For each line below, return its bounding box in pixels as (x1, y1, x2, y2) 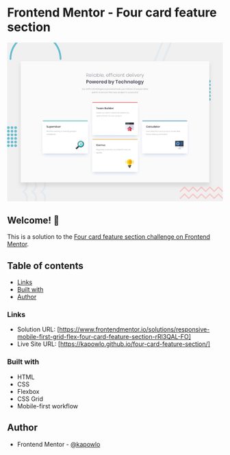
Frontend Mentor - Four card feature (7, 5, 217, 21)
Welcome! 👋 (7, 214, 60, 226)
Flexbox (16, 387, 40, 395)
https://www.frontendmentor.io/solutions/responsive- (59, 325, 210, 334)
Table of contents (7, 259, 84, 272)
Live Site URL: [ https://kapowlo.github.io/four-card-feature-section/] (16, 340, 211, 348)
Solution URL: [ (16, 325, 60, 334)
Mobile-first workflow (16, 401, 79, 410)
